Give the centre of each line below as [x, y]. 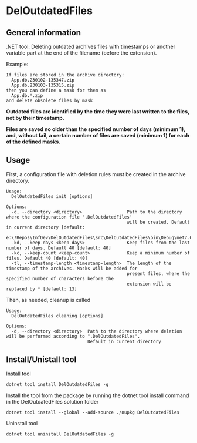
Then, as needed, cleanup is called [48, 300]
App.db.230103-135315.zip [43, 85]
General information [43, 33]
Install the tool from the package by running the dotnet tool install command [98, 395]
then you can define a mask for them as [56, 90]
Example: [17, 64]
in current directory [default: [45, 227]
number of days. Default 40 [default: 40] [59, 248]
